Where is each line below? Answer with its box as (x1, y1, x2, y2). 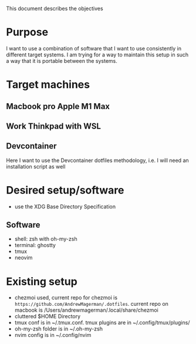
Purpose (6, 26, 49, 39)
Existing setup (6, 275, 77, 288)
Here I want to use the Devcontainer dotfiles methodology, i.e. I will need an (6, 157, 189, 164)
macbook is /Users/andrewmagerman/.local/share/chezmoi (14, 306, 158, 313)
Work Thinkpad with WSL (6, 121, 102, 131)
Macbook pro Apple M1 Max (6, 101, 110, 111)
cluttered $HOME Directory (14, 313, 81, 320)
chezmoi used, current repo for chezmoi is (14, 294, 118, 301)
